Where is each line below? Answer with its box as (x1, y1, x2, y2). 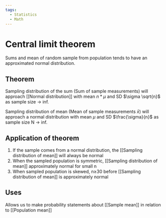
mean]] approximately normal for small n (12, 163, 97, 169)
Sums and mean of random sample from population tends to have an (5, 55, 147, 61)
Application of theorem (5, 134, 79, 142)
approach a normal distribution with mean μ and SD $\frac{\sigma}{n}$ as (5, 114, 159, 120)
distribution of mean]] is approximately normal (12, 174, 109, 180)
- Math (10, 17, 24, 22)
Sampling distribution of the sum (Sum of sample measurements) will (5, 88, 148, 94)
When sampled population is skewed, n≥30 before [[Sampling (12, 168, 141, 174)
